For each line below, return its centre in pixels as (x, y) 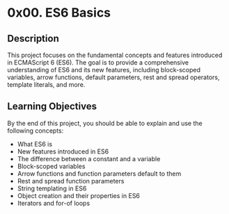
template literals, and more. (46, 84)
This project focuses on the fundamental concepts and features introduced (115, 55)
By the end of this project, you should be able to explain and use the (105, 123)
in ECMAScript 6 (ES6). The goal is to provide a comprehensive (98, 63)
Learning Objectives (52, 107)
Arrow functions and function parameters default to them (99, 173)
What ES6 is (35, 144)
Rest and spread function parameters (71, 181)
